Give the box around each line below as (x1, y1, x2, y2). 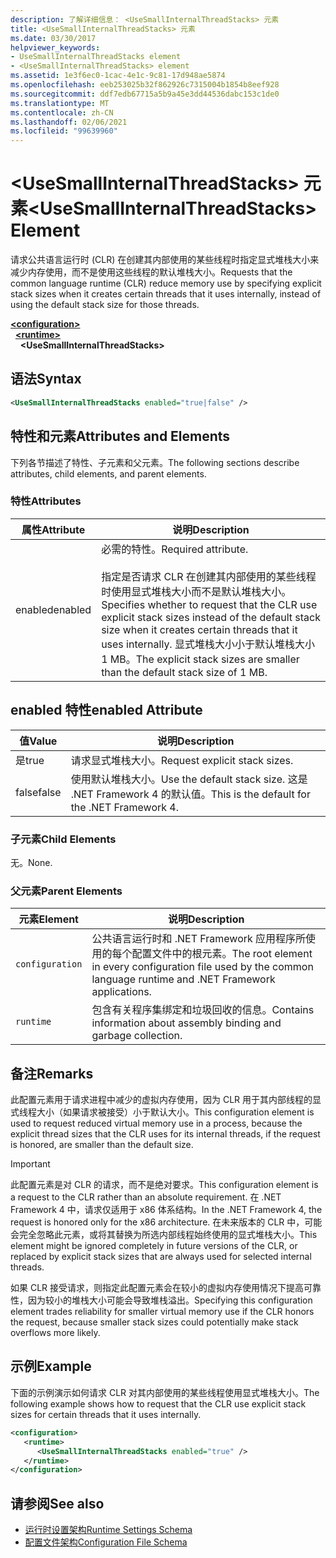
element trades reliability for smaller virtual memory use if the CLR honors (10, 1306, 315, 1318)
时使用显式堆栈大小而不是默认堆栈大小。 (101, 584, 292, 598)
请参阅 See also (10, 1495, 105, 1512)
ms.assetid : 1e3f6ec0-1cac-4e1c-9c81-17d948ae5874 (10, 71, 226, 81)
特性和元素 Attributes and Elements (10, 428, 231, 445)
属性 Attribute (21, 522, 86, 536)
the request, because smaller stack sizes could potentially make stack (10, 1316, 299, 1328)
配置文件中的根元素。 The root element (131, 947, 313, 961)
